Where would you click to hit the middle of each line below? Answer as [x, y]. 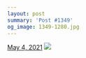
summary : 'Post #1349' [40, 20]
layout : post [26, 14]
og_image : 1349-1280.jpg [43, 27]
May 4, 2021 [25, 48]
